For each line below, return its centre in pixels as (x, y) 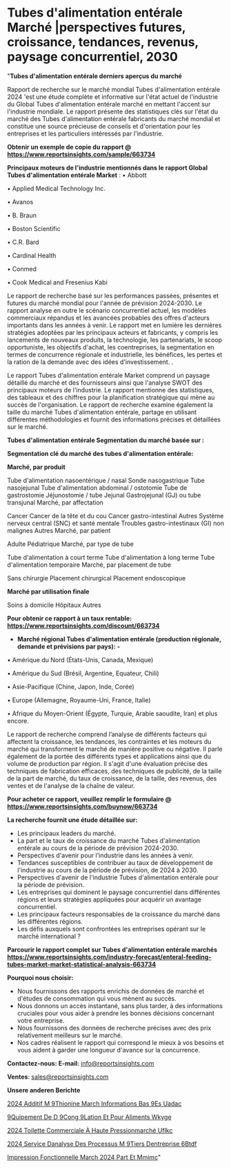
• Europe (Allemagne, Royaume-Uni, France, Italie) (79, 700)
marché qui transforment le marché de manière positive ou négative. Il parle (115, 749)
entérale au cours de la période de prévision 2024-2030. (98, 848)
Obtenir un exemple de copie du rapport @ (69, 147)
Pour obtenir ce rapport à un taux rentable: (70, 618)
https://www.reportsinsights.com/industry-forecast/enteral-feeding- (109, 957)
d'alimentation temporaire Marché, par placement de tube (89, 565)
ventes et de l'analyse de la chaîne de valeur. (71, 785)
